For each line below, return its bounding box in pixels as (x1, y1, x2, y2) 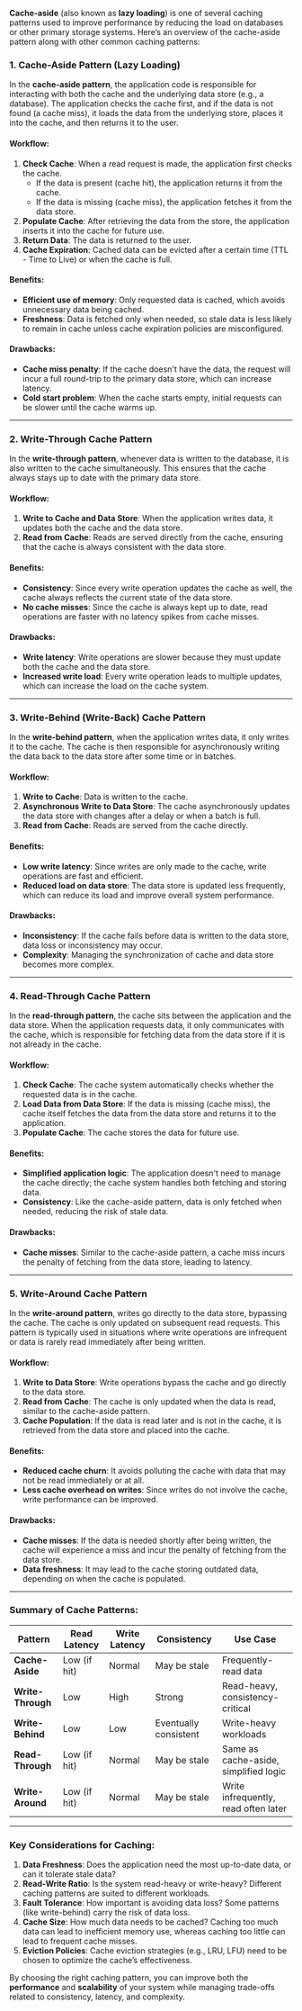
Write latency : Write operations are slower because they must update (22, 652, 281, 663)
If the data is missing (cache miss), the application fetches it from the (35, 196, 292, 207)
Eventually (155, 1717, 200, 1729)
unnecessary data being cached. (22, 303, 145, 314)
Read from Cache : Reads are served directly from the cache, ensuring (22, 532, 284, 543)
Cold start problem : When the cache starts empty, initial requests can (22, 392, 282, 403)
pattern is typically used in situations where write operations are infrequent (9, 1327, 288, 1338)
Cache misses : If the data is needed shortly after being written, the (22, 1535, 271, 1546)
